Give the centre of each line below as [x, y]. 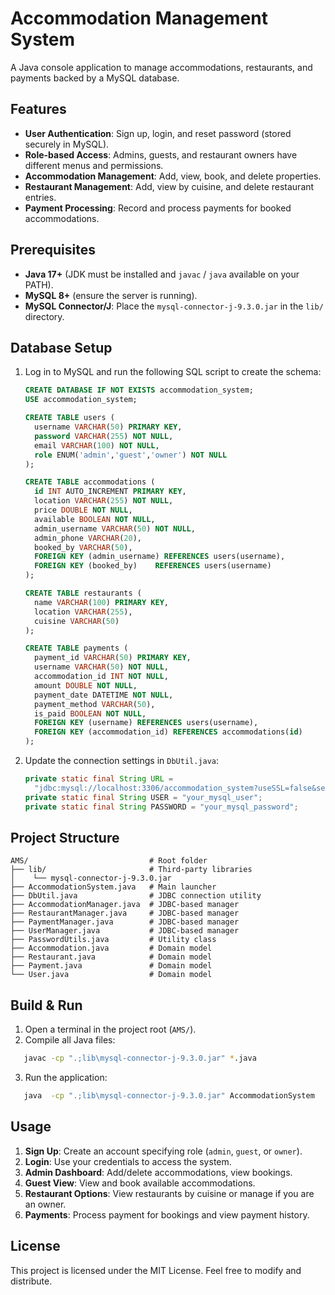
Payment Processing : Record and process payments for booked [158, 208]
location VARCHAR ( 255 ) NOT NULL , [104, 501]
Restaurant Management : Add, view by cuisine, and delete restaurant [169, 186]
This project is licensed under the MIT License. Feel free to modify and [156, 1270]
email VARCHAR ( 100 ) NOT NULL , [97, 445]
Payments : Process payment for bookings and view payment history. [167, 1214]
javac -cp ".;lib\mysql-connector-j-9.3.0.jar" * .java [140, 1058]
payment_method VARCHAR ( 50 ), [95, 704]
